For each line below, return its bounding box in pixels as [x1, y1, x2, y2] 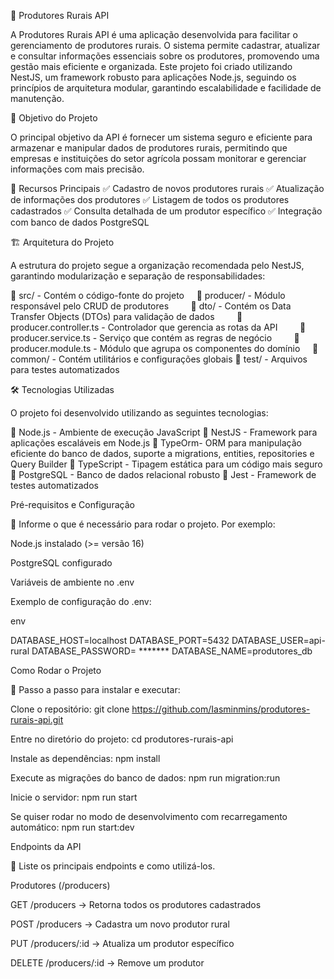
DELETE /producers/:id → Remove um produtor [10, 957, 205, 969]
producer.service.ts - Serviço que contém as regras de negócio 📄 [10, 332, 300, 344]
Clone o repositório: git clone [10, 703, 130, 715]
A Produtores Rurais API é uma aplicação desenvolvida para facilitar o [10, 29, 298, 40]
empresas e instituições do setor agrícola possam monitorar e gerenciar [10, 153, 307, 164]
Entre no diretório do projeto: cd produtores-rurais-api [10, 733, 234, 745]
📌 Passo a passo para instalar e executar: [10, 684, 181, 695]
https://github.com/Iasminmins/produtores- [131, 703, 311, 715]
